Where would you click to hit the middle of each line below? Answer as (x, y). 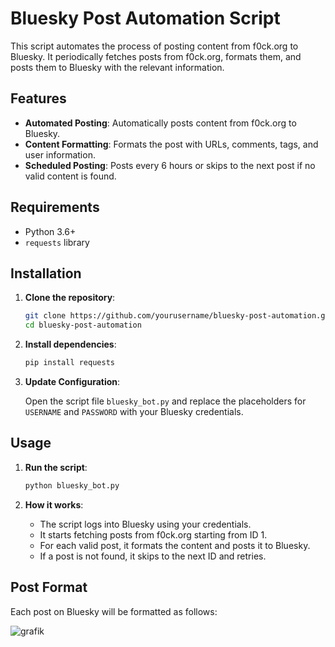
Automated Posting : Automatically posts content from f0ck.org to (160, 123)
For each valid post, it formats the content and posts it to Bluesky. (175, 545)
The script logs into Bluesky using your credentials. (145, 524)
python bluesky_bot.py (72, 485)
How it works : (54, 504)
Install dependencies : (70, 344)
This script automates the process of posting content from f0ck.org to (154, 46)
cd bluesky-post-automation (83, 325)
